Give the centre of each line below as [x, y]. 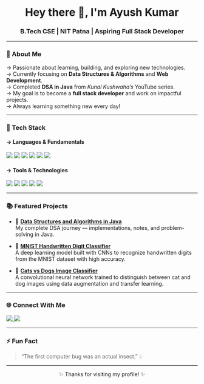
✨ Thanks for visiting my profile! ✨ [102, 374]
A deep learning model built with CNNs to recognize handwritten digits [104, 253]
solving [24, 234]
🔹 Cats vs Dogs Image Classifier [56, 271]
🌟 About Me [24, 54]
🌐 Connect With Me [36, 305]
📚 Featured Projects [37, 206]
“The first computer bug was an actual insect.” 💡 [82, 356]
